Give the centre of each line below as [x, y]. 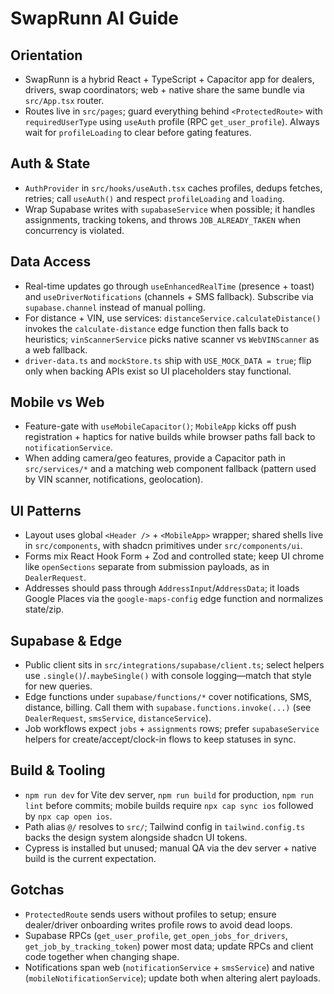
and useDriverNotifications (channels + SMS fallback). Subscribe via [169, 296]
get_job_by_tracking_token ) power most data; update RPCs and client [169, 946]
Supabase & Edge [66, 640]
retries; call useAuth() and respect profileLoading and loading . [154, 198]
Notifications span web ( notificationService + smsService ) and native [169, 967]
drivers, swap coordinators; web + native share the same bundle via [164, 90]
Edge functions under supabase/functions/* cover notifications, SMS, [168, 697]
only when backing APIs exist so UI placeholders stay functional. [158, 371]
